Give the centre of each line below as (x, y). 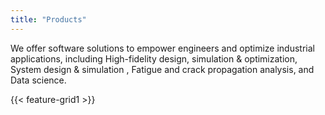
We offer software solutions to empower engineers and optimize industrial (162, 48)
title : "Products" (48, 19)
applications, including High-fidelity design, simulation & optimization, (154, 58)
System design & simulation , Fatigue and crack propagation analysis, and (162, 69)
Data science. (38, 80)
